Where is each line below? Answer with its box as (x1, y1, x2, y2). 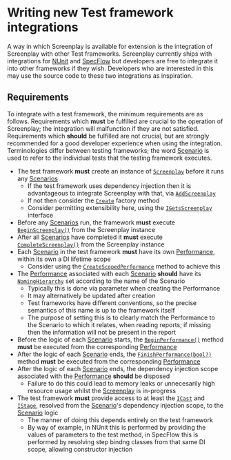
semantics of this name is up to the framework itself (27, 306, 175, 314)
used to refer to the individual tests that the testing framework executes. (7, 154, 212, 162)
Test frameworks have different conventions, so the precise (27, 298, 197, 307)
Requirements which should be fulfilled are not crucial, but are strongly (7, 132, 210, 140)
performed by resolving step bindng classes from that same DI (27, 437, 205, 446)
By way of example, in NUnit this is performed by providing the (27, 423, 206, 431)
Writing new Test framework (7, 5, 174, 21)
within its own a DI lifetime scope (17, 255, 112, 263)
